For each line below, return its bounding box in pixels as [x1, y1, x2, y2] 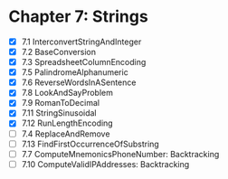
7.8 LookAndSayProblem [21, 88, 114, 99]
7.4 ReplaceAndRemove [21, 128, 110, 139]
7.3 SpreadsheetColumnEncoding [21, 57, 147, 68]
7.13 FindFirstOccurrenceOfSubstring [21, 138, 159, 149]
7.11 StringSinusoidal [21, 108, 97, 118]
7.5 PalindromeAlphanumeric [21, 67, 128, 78]
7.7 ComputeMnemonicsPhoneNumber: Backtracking [21, 148, 220, 159]
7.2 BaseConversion [21, 47, 97, 57]
